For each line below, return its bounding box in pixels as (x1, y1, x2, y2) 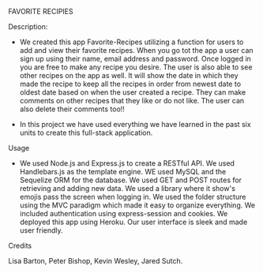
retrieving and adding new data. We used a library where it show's (19, 184, 235, 193)
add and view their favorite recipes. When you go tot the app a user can (19, 46, 254, 54)
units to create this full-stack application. (19, 128, 153, 137)
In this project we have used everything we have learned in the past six (19, 120, 251, 129)
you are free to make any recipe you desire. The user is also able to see (19, 62, 253, 72)
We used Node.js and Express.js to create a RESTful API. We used (19, 159, 235, 168)
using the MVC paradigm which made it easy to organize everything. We (19, 200, 255, 210)
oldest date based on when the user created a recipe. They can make (19, 88, 246, 97)
